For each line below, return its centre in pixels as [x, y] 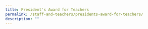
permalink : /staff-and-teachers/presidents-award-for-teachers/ [74, 14]
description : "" [22, 19]
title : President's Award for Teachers [47, 10]
